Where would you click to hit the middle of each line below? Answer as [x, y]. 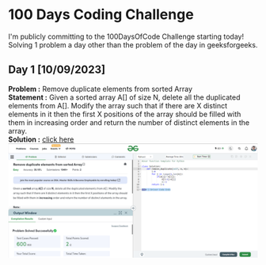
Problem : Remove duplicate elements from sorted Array [100, 89]
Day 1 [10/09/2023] [57, 70]
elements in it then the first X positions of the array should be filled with [125, 114]
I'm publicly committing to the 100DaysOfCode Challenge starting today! [126, 36]
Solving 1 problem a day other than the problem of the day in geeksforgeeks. [133, 44]
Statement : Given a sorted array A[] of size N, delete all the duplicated [124, 97]
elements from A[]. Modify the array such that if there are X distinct [118, 105]
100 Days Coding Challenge [101, 15]
